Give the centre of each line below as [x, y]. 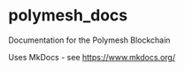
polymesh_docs [68, 16]
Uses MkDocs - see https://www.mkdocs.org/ [92, 57]
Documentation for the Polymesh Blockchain [89, 40]
